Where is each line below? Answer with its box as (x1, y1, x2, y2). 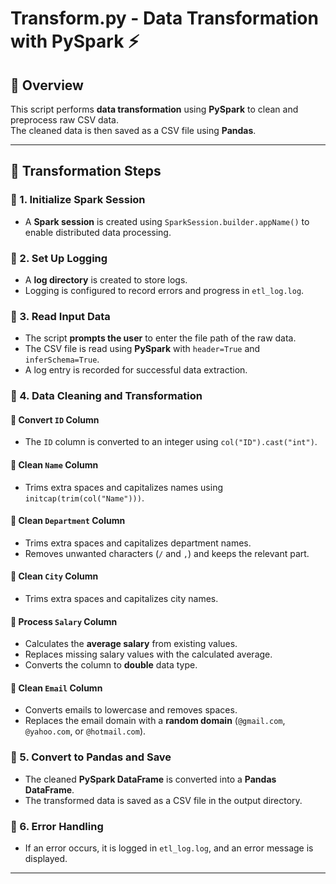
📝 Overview (10, 77, 84, 94)
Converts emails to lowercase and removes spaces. (24, 704, 238, 716)
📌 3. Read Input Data (10, 309, 111, 323)
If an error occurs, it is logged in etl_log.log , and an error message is (24, 842, 314, 854)
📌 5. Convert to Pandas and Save (10, 750, 172, 764)
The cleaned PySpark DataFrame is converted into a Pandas (24, 773, 277, 785)
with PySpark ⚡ (10, 30, 140, 53)
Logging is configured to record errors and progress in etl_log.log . (24, 284, 305, 296)
